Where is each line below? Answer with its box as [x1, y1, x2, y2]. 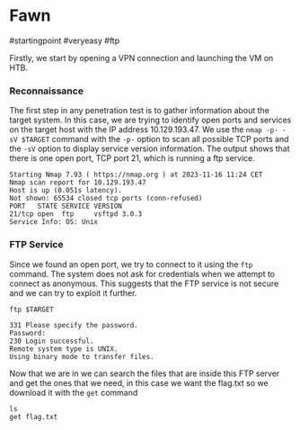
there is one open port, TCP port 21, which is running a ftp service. [9, 153, 256, 164]
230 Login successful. [9, 336, 94, 345]
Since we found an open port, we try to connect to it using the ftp [9, 258, 253, 270]
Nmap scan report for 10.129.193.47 [9, 178, 146, 187]
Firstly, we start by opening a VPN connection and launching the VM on [9, 52, 274, 63]
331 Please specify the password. [9, 320, 139, 329]
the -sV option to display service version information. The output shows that [9, 143, 290, 154]
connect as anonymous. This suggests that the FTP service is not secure [9, 278, 279, 289]
